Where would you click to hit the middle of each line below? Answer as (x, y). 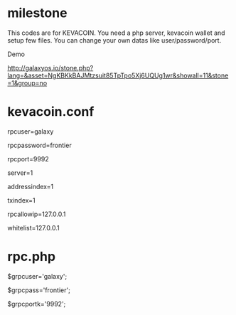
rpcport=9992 (28, 159)
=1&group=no (27, 82)
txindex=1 (21, 200)
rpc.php (31, 257)
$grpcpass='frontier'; (39, 290)
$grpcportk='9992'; (37, 304)
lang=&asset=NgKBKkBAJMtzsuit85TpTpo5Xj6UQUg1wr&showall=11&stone (118, 75)
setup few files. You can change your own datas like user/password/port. (114, 40)
